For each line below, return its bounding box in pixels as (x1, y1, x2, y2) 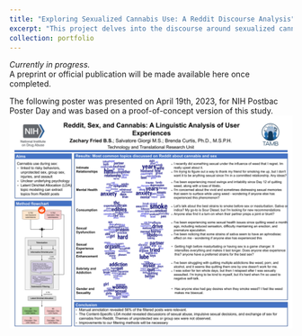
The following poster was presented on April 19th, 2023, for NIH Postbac (9, 95, 279, 107)
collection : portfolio (9, 33, 94, 42)
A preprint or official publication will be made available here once (9, 68, 250, 80)
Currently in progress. (9, 59, 91, 70)
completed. (9, 78, 51, 89)
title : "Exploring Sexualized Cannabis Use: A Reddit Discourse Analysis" (9, 14, 296, 23)
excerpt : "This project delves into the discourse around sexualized (9, 23, 276, 33)
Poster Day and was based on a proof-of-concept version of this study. (9, 105, 274, 116)
